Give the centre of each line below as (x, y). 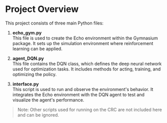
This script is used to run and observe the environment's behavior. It (83, 89)
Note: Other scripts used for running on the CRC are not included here (90, 109)
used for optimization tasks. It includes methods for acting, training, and (86, 69)
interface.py (25, 84)
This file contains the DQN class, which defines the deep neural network (87, 63)
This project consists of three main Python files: (54, 23)
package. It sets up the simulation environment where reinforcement (83, 43)
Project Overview (42, 9)
